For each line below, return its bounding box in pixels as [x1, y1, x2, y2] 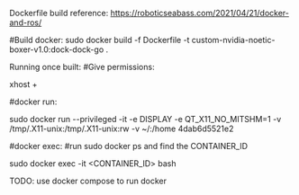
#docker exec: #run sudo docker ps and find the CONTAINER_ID [9, 141, 249, 151]
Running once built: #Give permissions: [9, 62, 155, 72]
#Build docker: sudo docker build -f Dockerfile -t [9, 35, 190, 45]
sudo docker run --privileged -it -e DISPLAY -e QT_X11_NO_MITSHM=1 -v [9, 114, 282, 124]
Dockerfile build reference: [9, 8, 109, 18]
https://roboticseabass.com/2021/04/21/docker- [110, 8, 290, 18]
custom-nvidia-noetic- [191, 35, 276, 45]
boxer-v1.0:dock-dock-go [9, 44, 104, 55]
